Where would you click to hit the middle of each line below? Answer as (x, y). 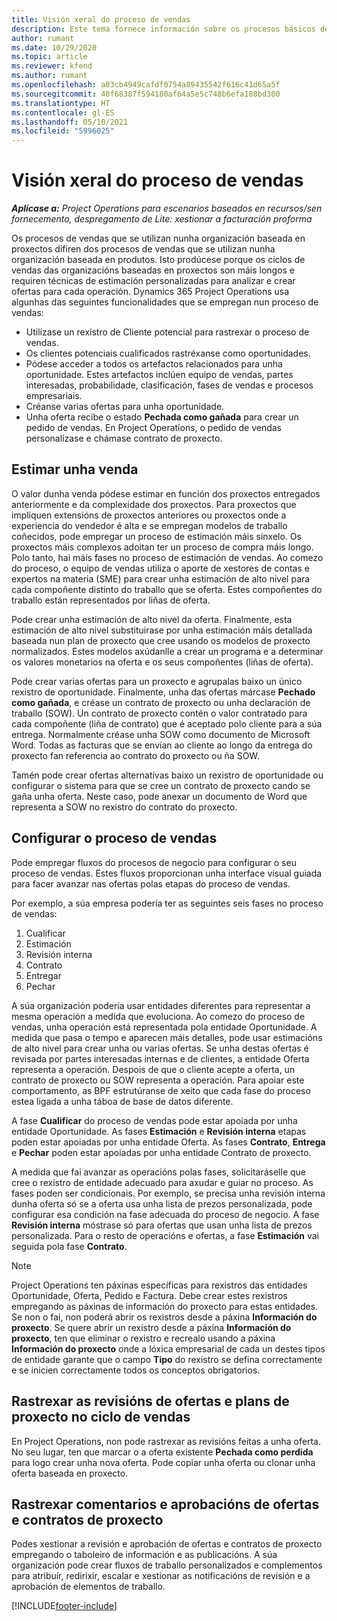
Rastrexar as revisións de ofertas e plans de (150, 1401)
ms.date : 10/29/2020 (54, 47)
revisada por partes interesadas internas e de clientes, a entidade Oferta (160, 1058)
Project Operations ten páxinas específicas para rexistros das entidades (159, 1285)
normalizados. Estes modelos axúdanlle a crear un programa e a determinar (167, 651)
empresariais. (54, 396)
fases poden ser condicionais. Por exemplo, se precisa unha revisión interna (168, 1193)
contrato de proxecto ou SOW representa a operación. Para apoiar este (158, 1080)
